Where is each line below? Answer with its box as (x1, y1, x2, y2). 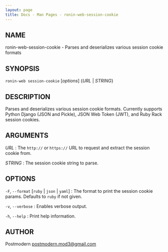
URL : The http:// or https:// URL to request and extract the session (5, 145, 150, 151)
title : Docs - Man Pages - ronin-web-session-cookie (5, 12, 119, 17)
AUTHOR (5, 227, 34, 236)
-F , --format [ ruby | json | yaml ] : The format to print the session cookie (5, 188, 153, 194)
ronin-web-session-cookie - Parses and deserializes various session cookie (5, 44, 163, 51)
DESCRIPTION (5, 92, 50, 101)
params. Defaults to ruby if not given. (5, 193, 82, 199)
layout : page (5, 7, 33, 13)
